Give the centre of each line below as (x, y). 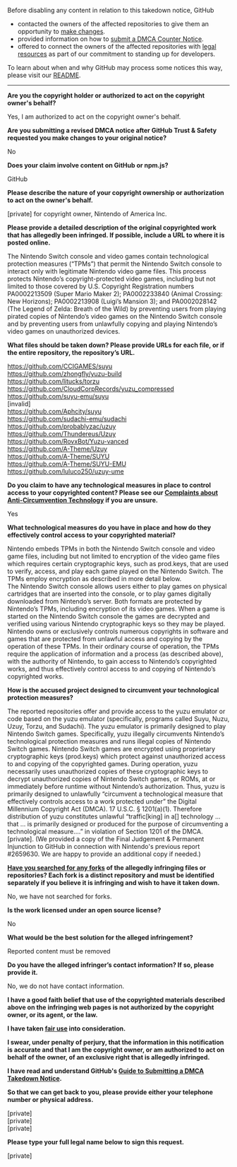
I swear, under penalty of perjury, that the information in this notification (116, 1042)
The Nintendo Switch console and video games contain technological (108, 256)
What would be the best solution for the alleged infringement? (100, 937)
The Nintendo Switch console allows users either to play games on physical (117, 586)
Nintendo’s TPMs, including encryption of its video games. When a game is (116, 609)
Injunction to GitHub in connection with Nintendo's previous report (104, 846)
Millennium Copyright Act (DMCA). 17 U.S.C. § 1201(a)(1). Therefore (105, 809)
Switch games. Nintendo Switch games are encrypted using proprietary (111, 749)
